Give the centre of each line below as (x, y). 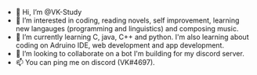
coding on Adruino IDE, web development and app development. (120, 45)
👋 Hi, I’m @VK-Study (49, 12)
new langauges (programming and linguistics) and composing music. (127, 29)
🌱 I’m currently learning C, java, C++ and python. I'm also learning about (132, 37)
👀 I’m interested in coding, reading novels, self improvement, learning (127, 20)
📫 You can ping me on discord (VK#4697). (85, 62)
